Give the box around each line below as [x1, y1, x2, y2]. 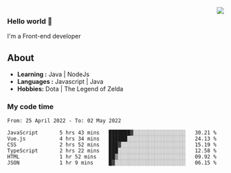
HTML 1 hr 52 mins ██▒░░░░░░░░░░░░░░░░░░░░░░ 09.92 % [7, 154, 217, 161]
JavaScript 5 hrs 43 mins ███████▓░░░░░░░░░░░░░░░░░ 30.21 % [7, 130, 217, 137]
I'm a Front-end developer [7, 32, 81, 41]
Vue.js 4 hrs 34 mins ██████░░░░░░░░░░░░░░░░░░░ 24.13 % [7, 135, 217, 143]
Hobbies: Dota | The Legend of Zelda [16, 85, 124, 93]
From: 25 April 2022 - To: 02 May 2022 [7, 117, 122, 124]
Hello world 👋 [7, 16, 53, 26]
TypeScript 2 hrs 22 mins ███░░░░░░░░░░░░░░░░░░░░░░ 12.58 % [7, 148, 217, 154]
